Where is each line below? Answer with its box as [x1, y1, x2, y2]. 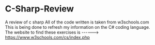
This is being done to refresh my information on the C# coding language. [5, 24, 150, 30]
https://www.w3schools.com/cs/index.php [5, 34, 90, 40]
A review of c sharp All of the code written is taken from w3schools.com [5, 19, 149, 25]
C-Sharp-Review [5, 3, 74, 14]
